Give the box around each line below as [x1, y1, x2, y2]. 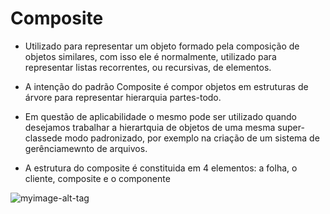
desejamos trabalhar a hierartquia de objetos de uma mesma [24, 121, 276, 133]
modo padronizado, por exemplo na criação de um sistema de [64, 132, 320, 144]
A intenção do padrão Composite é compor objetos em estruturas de [24, 80, 309, 92]
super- [277, 121, 305, 133]
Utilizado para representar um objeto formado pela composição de [24, 40, 300, 52]
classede [24, 132, 63, 144]
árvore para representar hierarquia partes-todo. [24, 91, 222, 103]
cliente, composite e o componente [24, 172, 171, 184]
